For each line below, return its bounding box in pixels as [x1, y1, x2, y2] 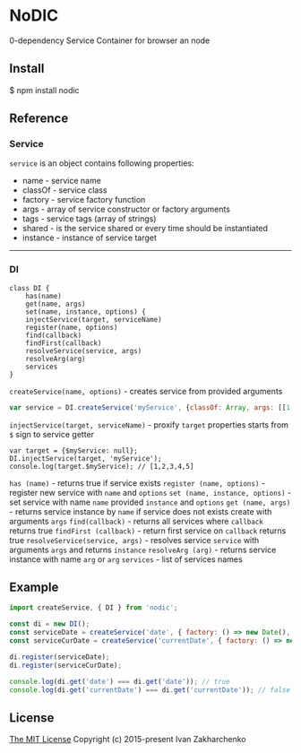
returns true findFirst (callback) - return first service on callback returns [9, 525, 287, 536]
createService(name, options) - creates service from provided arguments [9, 385, 283, 396]
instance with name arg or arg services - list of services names [9, 553, 244, 565]
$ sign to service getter [9, 428, 95, 439]
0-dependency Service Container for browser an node [9, 35, 211, 46]
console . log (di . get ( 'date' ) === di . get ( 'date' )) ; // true [9, 677, 230, 686]
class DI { [9, 283, 50, 292]
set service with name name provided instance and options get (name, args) [9, 497, 291, 507]
